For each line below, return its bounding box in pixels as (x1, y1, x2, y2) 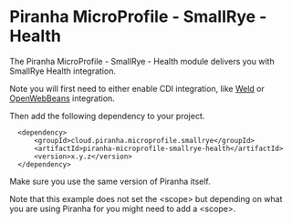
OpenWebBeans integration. (9, 93, 116, 104)
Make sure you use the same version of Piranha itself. (9, 176, 212, 187)
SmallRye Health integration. (9, 66, 117, 76)
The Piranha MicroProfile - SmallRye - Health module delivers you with (9, 56, 276, 66)
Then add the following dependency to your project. (9, 110, 205, 121)
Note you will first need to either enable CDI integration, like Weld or (9, 83, 265, 94)
